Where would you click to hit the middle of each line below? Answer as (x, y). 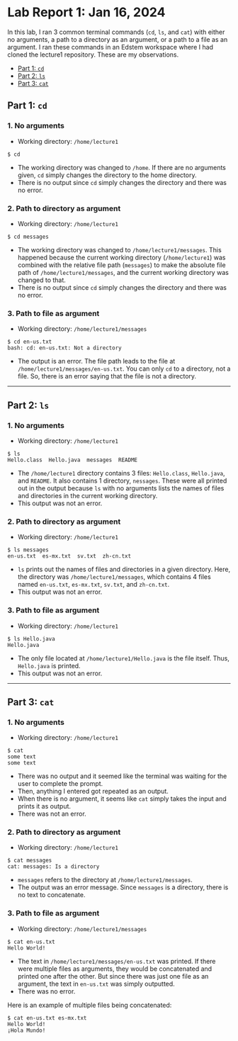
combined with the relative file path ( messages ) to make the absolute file (121, 265)
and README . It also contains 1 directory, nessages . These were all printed (122, 480)
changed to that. (41, 280)
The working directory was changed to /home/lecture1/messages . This (119, 249)
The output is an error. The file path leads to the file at (96, 361)
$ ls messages (28, 550)
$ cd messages (28, 237)
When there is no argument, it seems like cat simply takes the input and (122, 799)
